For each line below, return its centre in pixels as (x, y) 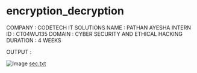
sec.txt (38, 63)
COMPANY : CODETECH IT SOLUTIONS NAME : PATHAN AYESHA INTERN (99, 28)
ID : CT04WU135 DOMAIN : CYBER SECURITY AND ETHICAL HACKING (94, 34)
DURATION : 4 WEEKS (34, 40)
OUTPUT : (19, 51)
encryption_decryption (65, 11)
